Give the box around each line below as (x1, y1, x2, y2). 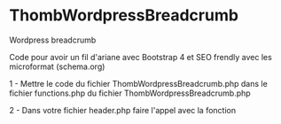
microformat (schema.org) (9, 61, 105, 72)
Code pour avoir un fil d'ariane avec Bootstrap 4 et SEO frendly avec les (9, 51, 272, 62)
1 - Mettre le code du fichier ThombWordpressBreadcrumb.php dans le (9, 78, 268, 89)
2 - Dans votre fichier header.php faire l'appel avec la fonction (9, 105, 237, 115)
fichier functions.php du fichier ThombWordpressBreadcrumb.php (9, 88, 251, 98)
